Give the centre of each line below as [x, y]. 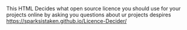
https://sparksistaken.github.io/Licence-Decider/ [67, 21]
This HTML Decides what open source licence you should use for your [93, 9]
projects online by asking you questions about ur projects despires [89, 15]
